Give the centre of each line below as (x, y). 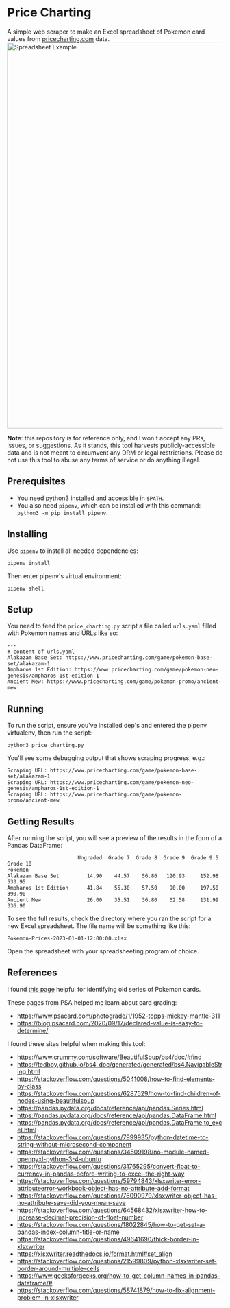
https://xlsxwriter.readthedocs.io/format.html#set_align (94, 1254)
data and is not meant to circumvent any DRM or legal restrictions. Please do (115, 452)
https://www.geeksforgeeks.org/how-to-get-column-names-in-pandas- (118, 1275)
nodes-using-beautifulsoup (55, 1101)
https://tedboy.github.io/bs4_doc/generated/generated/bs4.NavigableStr (119, 1064)
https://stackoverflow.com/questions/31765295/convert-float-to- (108, 1166)
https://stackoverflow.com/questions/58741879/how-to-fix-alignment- (116, 1290)
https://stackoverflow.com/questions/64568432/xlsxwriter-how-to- (112, 1210)
